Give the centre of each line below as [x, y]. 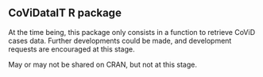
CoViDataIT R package [65, 13]
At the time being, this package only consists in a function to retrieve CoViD [132, 32]
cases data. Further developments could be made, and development [120, 40]
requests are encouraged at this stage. [72, 49]
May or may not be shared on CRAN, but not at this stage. [102, 64]
